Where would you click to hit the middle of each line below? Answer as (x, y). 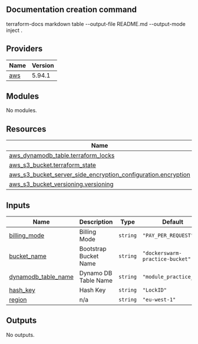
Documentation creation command (72, 10)
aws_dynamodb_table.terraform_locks (62, 156)
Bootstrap (93, 249)
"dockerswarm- (162, 253)
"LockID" (154, 290)
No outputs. (20, 335)
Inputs (18, 205)
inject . (14, 30)
